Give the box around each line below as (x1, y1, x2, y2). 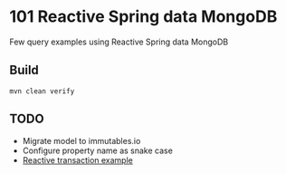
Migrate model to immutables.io (22, 135, 141, 146)
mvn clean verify (9, 86, 75, 96)
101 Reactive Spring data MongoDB (9, 6, 278, 27)
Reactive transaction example (22, 154, 133, 165)
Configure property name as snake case (22, 145, 174, 156)
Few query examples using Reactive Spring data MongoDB (9, 36, 229, 47)
